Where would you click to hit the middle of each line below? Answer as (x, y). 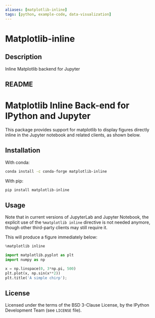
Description (23, 57)
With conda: (18, 162)
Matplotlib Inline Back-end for (67, 105)
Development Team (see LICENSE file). (43, 310)
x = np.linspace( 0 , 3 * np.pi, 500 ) (41, 269)
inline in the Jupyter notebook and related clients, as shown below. (73, 135)
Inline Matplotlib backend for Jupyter (43, 69)
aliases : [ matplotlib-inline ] (36, 10)
